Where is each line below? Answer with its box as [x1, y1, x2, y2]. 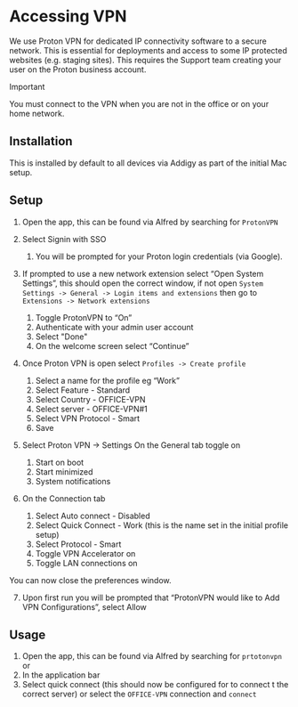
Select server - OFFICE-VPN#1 [35, 403, 149, 414]
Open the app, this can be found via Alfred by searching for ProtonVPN [21, 216, 278, 227]
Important [9, 81, 45, 92]
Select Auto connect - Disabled [35, 510, 150, 521]
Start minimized [35, 466, 93, 477]
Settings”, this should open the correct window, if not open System [21, 278, 264, 288]
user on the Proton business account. [9, 64, 147, 75]
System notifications [35, 475, 111, 486]
